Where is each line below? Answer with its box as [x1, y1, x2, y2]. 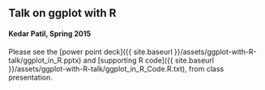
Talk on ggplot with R [8, 6, 117, 20]
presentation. [8, 72, 53, 82]
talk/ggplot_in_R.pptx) [8, 55, 82, 65]
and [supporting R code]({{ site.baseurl [83, 55, 215, 65]
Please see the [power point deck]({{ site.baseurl [8, 47, 173, 56]
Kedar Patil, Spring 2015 [8, 28, 92, 39]
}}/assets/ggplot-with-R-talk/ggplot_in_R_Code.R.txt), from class [8, 63, 224, 73]
